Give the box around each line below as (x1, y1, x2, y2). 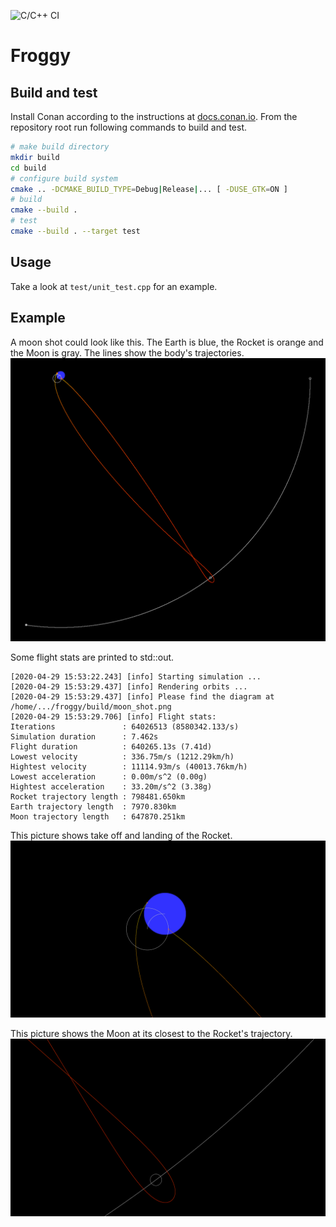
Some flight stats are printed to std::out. (10, 651, 175, 663)
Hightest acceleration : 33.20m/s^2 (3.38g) (10, 781, 213, 792)
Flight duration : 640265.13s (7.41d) (10, 741, 213, 752)
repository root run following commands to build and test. (10, 121, 248, 133)
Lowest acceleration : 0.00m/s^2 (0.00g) (10, 771, 208, 782)
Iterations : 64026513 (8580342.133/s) (10, 721, 240, 732)
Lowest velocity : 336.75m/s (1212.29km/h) (10, 751, 235, 762)
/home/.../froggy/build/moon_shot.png (10, 701, 172, 712)
